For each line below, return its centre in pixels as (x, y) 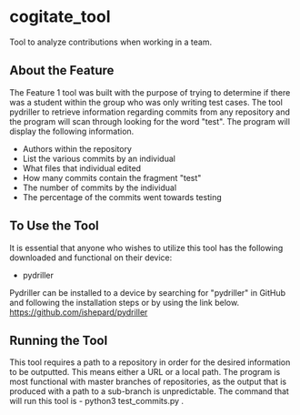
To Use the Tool (54, 226)
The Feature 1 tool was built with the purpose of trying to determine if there (150, 92)
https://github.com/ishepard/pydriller (79, 312)
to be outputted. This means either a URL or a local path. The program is (145, 372)
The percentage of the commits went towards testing (122, 197)
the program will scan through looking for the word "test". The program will (150, 121)
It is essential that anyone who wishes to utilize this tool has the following (146, 248)
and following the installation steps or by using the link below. (124, 302)
